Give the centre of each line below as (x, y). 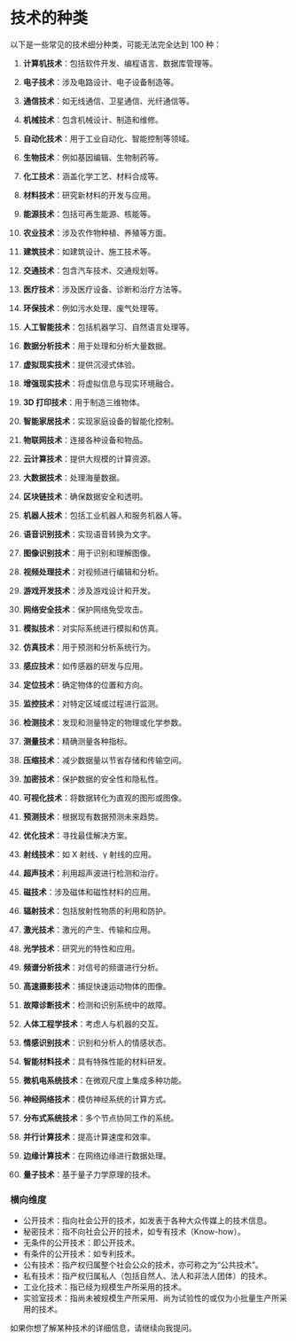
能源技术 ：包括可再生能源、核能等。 (89, 214)
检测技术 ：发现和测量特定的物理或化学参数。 (105, 722)
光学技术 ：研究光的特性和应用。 (81, 948)
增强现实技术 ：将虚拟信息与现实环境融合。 (101, 383)
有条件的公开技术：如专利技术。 (81, 1254)
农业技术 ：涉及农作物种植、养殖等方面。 (97, 232)
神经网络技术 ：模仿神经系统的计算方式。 (97, 1099)
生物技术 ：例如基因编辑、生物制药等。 (93, 157)
